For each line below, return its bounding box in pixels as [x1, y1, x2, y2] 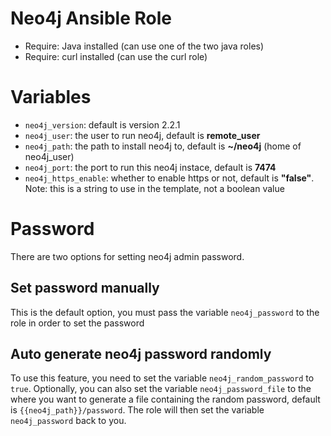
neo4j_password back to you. [10, 415, 127, 427]
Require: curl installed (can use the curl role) [24, 50, 208, 62]
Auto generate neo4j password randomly [10, 346, 272, 363]
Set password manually [10, 280, 160, 297]
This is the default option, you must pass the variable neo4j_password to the [10, 306, 320, 318]
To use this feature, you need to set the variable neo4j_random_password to [10, 372, 315, 384]
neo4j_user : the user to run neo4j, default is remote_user [24, 129, 261, 141]
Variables [10, 86, 92, 109]
